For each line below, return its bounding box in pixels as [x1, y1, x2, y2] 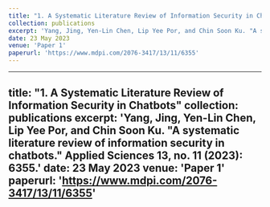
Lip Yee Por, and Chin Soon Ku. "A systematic [8, 124, 239, 137]
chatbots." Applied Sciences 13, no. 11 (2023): [8, 149, 243, 163]
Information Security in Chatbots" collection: [8, 99, 239, 112]
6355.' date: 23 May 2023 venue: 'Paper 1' [8, 161, 225, 175]
